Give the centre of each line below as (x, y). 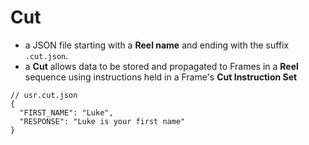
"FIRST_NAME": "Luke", (66, 112)
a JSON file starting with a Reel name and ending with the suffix (157, 45)
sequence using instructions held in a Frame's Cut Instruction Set (161, 77)
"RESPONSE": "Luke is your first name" (102, 121)
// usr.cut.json (44, 95)
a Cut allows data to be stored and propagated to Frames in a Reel (161, 66)
